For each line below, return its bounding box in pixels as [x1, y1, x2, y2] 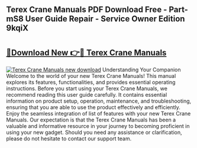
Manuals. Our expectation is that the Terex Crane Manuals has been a [6, 116, 176, 123]
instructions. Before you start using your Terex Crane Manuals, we [6, 85, 167, 92]
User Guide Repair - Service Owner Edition [25, 14, 185, 24]
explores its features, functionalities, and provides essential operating [6, 79, 176, 85]
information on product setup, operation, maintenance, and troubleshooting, [6, 97, 192, 104]
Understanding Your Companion [102, 66, 181, 73]
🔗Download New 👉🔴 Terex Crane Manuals [6, 47, 167, 58]
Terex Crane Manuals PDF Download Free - [6, 5, 167, 15]
